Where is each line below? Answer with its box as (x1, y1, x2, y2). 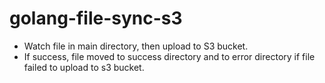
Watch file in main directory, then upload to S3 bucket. (23, 40, 249, 52)
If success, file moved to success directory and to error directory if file (23, 50, 316, 62)
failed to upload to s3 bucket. (23, 61, 145, 73)
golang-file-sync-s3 (9, 7, 183, 30)
